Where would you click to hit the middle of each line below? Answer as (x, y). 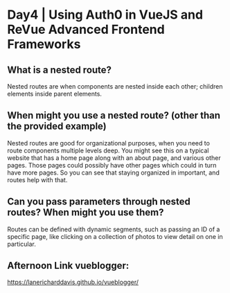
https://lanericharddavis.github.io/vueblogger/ (73, 282)
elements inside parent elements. (55, 94)
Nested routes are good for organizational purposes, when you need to (108, 143)
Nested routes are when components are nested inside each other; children (115, 86)
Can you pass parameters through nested (99, 202)
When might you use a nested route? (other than (114, 115)
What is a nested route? (60, 70)
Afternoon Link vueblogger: (68, 266)
